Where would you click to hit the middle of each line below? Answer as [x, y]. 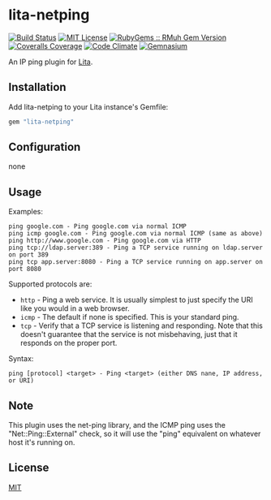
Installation [37, 87]
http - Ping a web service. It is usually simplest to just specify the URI [136, 300]
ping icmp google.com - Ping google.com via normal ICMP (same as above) [136, 234]
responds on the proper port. [69, 343]
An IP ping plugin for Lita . [51, 62]
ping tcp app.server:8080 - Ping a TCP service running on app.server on [136, 262]
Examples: [26, 212]
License [29, 468]
